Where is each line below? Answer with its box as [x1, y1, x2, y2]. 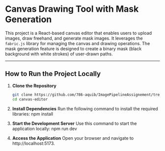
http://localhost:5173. [12, 140, 55, 146]
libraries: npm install [12, 111, 53, 117]
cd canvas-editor [12, 97, 48, 101]
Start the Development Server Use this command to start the [12, 120, 137, 126]
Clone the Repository [12, 82, 56, 89]
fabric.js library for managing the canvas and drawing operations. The [5, 40, 150, 46]
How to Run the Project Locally [5, 70, 101, 78]
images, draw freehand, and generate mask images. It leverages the [5, 35, 143, 41]
